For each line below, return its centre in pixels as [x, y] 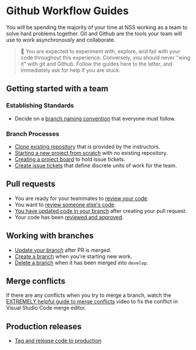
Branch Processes [33, 134]
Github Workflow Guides [67, 11]
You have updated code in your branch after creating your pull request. [101, 210]
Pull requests [31, 184]
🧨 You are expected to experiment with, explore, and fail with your [100, 51]
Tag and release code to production [58, 341]
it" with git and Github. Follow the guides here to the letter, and [96, 64]
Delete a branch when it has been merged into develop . [82, 262]
